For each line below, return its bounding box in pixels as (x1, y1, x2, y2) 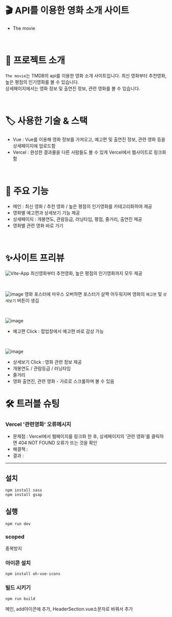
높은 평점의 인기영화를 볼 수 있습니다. (5, 79, 79, 85)
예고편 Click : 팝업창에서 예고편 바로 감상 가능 (12, 328, 104, 334)
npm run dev (5, 521, 31, 526)
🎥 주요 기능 (5, 186, 49, 197)
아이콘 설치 (5, 560, 31, 567)
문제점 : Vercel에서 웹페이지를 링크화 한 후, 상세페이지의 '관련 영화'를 (12, 434, 150, 440)
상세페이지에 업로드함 (12, 142, 56, 149)
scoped (5, 533, 25, 540)
